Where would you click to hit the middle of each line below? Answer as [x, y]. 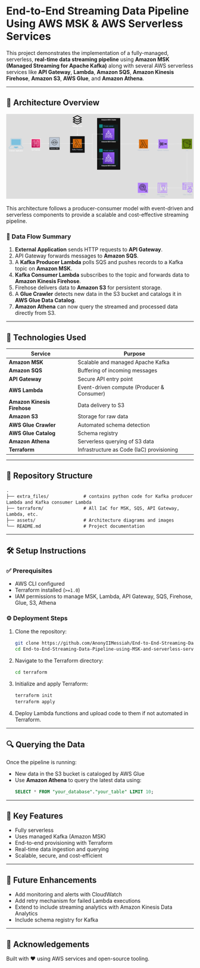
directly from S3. [35, 313]
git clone [27, 643]
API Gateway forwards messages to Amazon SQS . [76, 256]
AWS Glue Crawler [32, 425]
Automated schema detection [114, 425]
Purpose [135, 353]
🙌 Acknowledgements [48, 944]
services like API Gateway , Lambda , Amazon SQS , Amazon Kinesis [90, 72]
